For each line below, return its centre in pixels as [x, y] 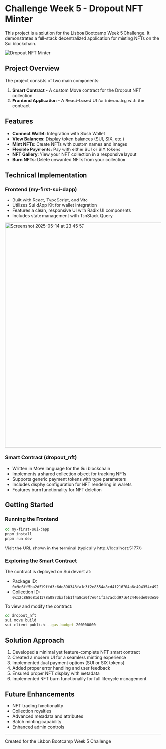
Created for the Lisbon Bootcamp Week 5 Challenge [58, 741]
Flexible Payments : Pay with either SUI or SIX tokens [66, 149]
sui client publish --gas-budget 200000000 [51, 625]
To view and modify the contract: [39, 606]
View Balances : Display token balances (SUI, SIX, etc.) [68, 139]
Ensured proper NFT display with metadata [56, 673]
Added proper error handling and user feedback [61, 668]
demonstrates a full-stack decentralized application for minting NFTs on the [82, 38]
